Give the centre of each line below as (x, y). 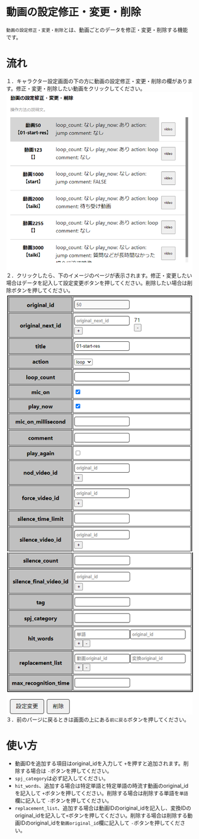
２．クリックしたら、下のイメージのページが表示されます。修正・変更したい (99, 276)
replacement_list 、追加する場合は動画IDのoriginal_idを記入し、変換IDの (103, 808)
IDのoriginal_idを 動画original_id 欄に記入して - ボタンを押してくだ (100, 823)
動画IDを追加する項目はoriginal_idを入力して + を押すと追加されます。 (99, 763)
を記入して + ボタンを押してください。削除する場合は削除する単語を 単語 (101, 793)
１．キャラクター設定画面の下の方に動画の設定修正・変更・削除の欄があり (97, 81)
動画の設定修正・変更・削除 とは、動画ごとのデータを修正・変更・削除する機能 (97, 30)
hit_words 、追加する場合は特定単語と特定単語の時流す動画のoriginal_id (101, 786)
